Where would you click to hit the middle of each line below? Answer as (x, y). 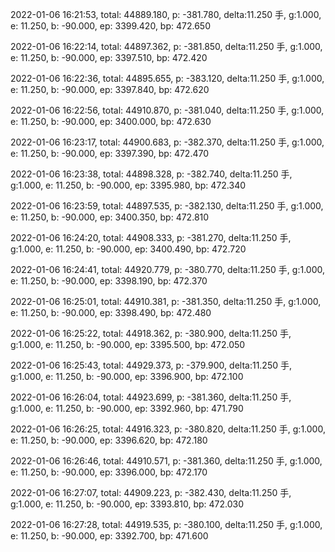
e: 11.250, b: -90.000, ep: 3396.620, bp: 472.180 (109, 440)
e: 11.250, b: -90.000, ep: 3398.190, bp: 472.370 (109, 281)
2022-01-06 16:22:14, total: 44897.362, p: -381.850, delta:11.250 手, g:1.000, (166, 46)
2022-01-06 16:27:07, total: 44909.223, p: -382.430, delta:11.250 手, (151, 492)
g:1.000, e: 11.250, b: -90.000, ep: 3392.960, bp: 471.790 (127, 408)
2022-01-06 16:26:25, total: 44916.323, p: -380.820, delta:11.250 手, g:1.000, (168, 429)
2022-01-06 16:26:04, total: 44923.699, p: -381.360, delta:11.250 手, (151, 397)
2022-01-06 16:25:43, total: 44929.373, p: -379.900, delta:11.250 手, (151, 365)
